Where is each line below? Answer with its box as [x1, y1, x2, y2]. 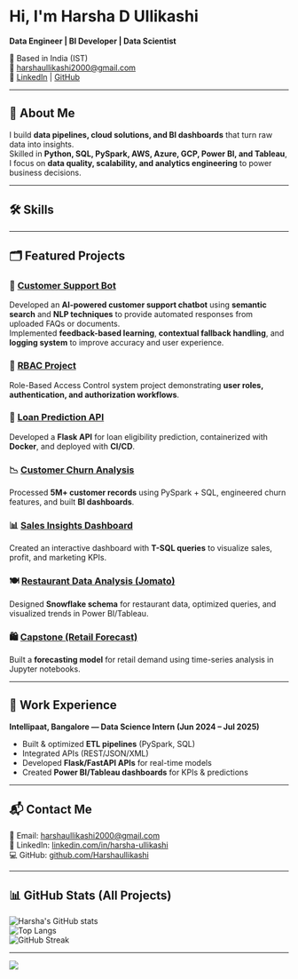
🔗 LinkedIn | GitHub [9, 71, 81, 82]
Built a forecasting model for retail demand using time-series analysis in [9, 655, 274, 665]
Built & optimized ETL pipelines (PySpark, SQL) [21, 738, 196, 749]
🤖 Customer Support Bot [9, 279, 117, 291]
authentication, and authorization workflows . [9, 389, 180, 400]
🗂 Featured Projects [9, 248, 126, 263]
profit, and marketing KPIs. [9, 553, 107, 563]
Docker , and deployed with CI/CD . [9, 441, 136, 451]
